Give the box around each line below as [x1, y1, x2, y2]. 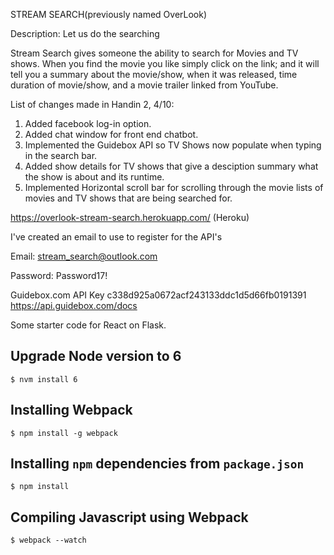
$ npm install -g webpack [10, 428, 118, 438]
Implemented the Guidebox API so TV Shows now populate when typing [24, 139, 322, 151]
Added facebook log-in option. [24, 118, 152, 129]
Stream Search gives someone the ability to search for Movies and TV [10, 47, 299, 59]
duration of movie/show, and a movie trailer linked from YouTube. [10, 79, 279, 91]
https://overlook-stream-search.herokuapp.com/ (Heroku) [10, 212, 250, 223]
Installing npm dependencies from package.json [10, 455, 305, 473]
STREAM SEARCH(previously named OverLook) [10, 9, 208, 20]
